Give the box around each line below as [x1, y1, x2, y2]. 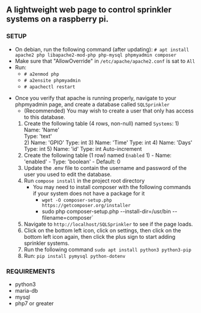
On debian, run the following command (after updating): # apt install [14, 45, 190, 53]
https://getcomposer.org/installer [41, 202, 131, 208]
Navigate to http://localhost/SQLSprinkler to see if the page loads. [23, 220, 193, 227]
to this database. [23, 113, 66, 120]
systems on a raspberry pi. [6, 14, 109, 25]
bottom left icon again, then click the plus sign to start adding [23, 233, 176, 240]
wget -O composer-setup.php [41, 197, 112, 203]
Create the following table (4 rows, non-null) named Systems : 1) [23, 120, 179, 127]
